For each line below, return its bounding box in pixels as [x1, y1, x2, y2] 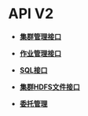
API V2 [8, 5, 54, 23]
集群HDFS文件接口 [19, 82, 80, 92]
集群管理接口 [19, 32, 61, 41]
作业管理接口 [19, 48, 61, 58]
